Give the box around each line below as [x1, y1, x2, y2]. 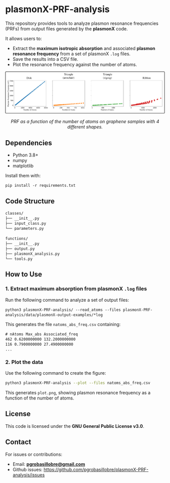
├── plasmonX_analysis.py [5, 252, 60, 257]
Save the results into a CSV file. [12, 56, 78, 62]
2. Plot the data [5, 358, 44, 366]
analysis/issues [12, 472, 45, 478]
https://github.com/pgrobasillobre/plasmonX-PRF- [44, 466, 149, 472]
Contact [5, 438, 31, 447]
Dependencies [5, 138, 52, 147]
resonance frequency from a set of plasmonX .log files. [12, 51, 131, 57]
